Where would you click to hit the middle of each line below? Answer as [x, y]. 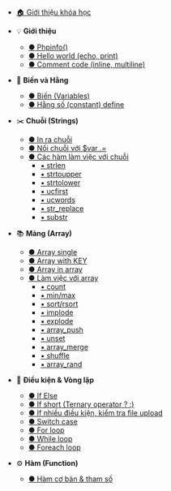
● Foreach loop [54, 447]
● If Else [43, 396]
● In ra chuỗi [50, 140]
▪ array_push [62, 329]
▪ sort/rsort [59, 304]
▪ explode [57, 321]
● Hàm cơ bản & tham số [71, 479]
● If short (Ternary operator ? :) [81, 404]
